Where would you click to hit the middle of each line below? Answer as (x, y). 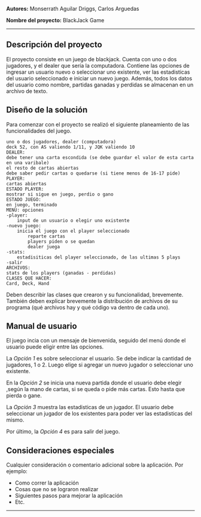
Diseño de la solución (47, 110)
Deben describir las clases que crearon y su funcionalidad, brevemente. (95, 294)
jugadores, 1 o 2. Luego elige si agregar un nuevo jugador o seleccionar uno (100, 365)
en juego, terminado (32, 205)
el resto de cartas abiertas (42, 168)
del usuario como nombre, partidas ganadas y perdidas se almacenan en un (100, 85)
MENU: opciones (25, 210)
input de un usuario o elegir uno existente (73, 220)
